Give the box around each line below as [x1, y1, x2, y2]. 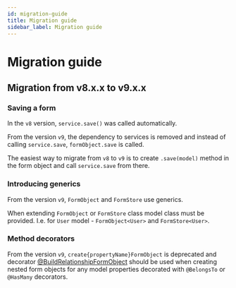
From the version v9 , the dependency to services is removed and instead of [7, 133, 226, 141]
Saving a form [7, 103, 56, 113]
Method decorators [7, 234, 75, 244]
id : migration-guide [7, 10, 68, 18]
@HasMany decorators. [7, 272, 68, 281]
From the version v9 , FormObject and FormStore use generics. [7, 195, 183, 203]
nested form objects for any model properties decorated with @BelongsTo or [7, 265, 225, 273]
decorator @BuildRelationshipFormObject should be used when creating [7, 257, 217, 265]
